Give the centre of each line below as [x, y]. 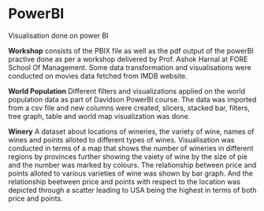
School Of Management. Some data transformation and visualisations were [130, 67]
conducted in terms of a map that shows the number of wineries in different [131, 148]
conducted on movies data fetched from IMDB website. [98, 76]
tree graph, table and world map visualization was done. [99, 116]
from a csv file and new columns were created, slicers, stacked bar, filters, [129, 108]
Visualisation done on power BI [58, 35]
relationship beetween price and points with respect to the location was [124, 181]
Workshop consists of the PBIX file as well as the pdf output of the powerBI [131, 50]
